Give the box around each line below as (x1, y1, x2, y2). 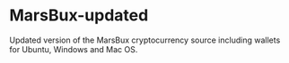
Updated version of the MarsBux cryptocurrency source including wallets (9, 35, 281, 45)
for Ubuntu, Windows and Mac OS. (9, 43, 138, 54)
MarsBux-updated (9, 5, 149, 26)
